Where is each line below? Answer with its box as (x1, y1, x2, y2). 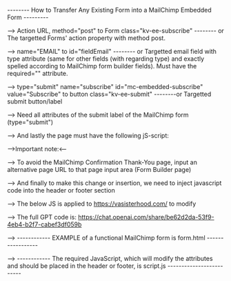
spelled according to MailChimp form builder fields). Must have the (7, 62, 197, 70)
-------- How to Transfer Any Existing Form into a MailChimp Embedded (7, 6, 212, 14)
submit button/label (7, 97, 63, 106)
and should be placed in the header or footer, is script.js (7, 262, 166, 270)
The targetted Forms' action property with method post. (7, 34, 165, 42)
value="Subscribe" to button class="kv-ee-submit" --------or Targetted (7, 90, 212, 98)
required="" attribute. (7, 69, 68, 77)
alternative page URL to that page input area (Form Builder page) (7, 166, 192, 173)
